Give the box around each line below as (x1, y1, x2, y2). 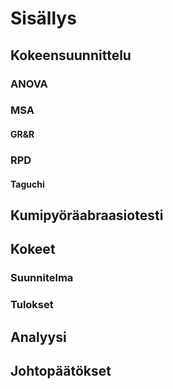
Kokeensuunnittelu (10, 47, 132, 64)
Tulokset (10, 298, 54, 312)
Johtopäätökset (10, 362, 112, 379)
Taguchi (10, 178, 45, 190)
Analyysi (10, 328, 67, 346)
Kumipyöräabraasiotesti (10, 207, 164, 224)
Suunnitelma (10, 271, 74, 285)
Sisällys (10, 7, 77, 30)
